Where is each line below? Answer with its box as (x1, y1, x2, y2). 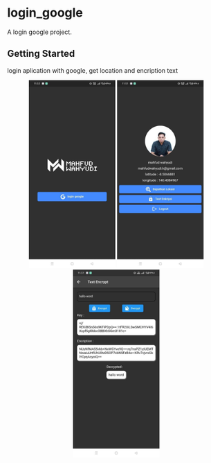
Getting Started (7, 48, 75, 60)
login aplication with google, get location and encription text (7, 66, 178, 74)
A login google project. (7, 28, 73, 36)
